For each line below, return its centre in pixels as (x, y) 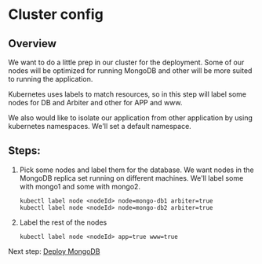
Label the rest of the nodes (63, 222)
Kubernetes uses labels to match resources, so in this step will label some (127, 94)
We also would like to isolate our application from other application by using (130, 118)
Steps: (24, 151)
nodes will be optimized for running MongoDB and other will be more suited (130, 71)
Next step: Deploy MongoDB (54, 251)
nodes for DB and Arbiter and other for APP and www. (95, 103)
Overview (33, 44)
